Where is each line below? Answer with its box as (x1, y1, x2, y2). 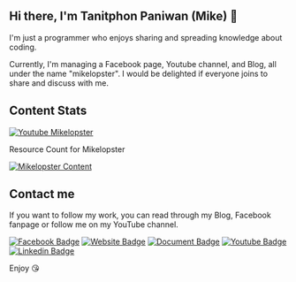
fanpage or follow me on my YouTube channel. (9, 219, 178, 230)
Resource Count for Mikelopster (9, 143, 125, 155)
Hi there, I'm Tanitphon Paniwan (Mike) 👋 (9, 9, 239, 24)
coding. (9, 42, 37, 52)
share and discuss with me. (9, 77, 109, 88)
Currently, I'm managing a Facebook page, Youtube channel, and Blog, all (9, 58, 277, 69)
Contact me (9, 187, 75, 202)
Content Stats (9, 103, 87, 118)
